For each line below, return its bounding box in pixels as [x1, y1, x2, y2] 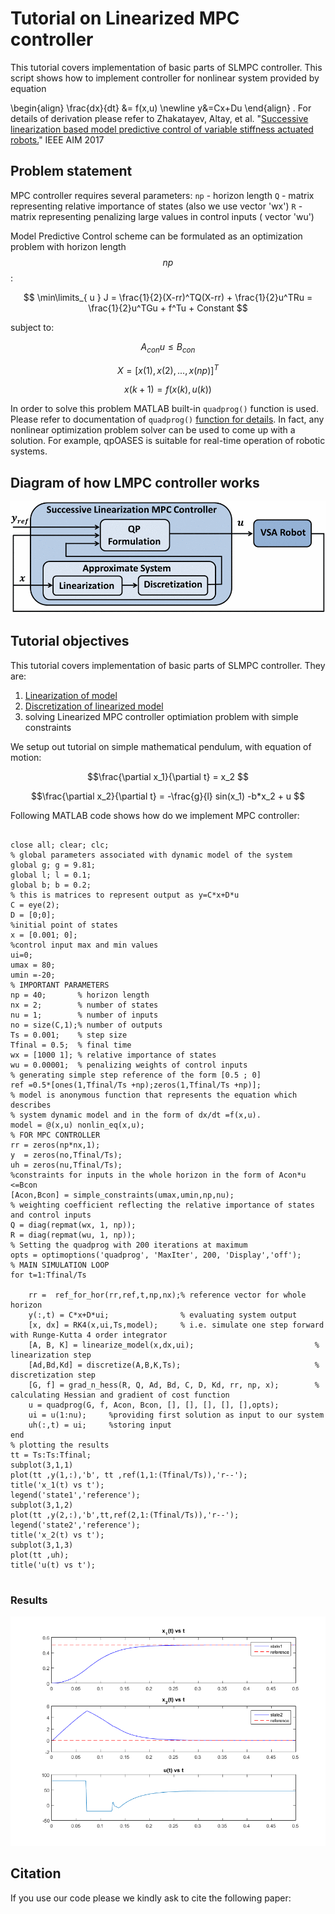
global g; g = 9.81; [10, 860, 97, 870]
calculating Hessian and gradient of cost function [10, 1390, 230, 1400]
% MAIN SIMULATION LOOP [10, 1260, 110, 1270]
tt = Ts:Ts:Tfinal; [10, 1450, 92, 1460]
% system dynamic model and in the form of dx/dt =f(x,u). [10, 1110, 262, 1120]
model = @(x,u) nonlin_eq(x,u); [10, 1120, 145, 1130]
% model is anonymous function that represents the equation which [10, 1090, 298, 1100]
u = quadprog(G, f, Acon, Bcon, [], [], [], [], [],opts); [28, 1400, 280, 1410]
